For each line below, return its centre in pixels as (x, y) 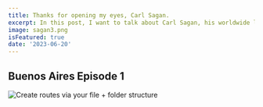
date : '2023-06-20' (40, 45)
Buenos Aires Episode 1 (66, 76)
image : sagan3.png (38, 30)
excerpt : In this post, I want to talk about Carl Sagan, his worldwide (129, 23)
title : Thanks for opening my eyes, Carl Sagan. (89, 15)
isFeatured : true (36, 37)
